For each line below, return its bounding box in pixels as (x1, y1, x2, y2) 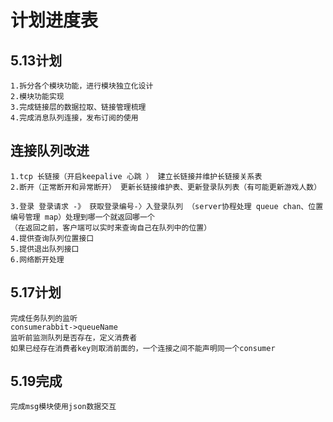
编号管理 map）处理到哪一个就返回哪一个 (10, 212, 155, 222)
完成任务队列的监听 (10, 313, 78, 323)
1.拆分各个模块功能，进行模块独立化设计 (10, 81, 154, 91)
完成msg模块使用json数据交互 (10, 402, 117, 412)
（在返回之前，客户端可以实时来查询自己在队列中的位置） (10, 222, 212, 233)
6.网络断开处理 (10, 254, 65, 265)
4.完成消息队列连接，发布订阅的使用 (10, 113, 139, 123)
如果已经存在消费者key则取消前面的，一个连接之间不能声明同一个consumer (10, 343, 276, 353)
